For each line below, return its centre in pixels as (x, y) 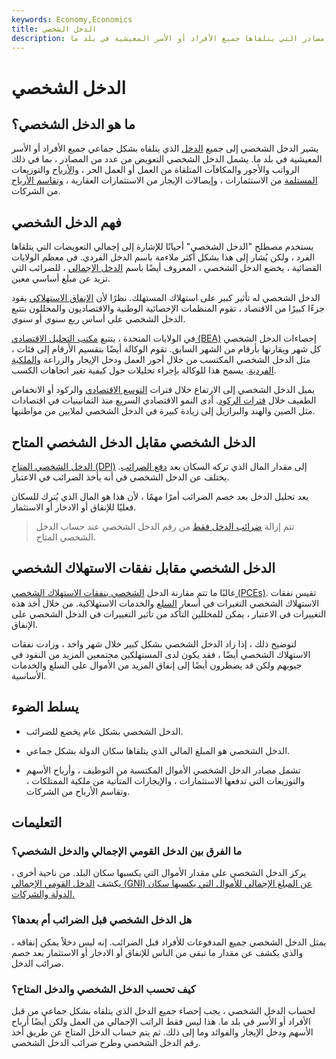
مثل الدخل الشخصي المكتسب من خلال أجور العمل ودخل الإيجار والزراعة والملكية (161, 360)
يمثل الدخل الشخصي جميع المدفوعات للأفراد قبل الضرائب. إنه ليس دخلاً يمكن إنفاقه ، (169, 942)
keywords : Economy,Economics (72, 19)
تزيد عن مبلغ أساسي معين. (61, 278)
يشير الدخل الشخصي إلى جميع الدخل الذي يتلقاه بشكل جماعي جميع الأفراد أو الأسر (165, 148)
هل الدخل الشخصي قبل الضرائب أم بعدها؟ (102, 920)
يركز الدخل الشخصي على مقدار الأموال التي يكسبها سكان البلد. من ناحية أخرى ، (159, 873)
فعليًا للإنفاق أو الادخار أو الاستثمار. (74, 507)
